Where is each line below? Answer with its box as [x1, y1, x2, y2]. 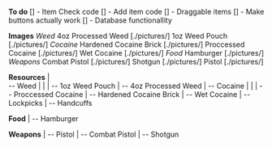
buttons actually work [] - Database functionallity [8, 15, 172, 25]
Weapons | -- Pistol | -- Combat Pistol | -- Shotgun [8, 129, 179, 139]
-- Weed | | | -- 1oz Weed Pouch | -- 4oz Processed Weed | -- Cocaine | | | [8, 81, 258, 90]
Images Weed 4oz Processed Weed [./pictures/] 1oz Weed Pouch [8, 31, 228, 40]
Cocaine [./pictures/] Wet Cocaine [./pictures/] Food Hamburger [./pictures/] [8, 48, 265, 57]
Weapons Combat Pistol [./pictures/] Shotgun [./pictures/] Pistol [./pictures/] [8, 57, 264, 66]
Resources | [8, 73, 50, 82]
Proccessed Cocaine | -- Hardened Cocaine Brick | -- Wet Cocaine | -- [13, 90, 251, 99]
